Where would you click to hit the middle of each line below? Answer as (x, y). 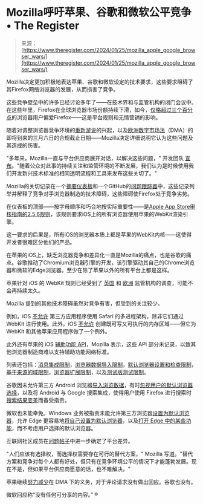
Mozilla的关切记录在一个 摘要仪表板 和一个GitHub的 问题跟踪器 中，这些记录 (98, 186)
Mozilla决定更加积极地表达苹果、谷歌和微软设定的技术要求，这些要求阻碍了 (100, 82)
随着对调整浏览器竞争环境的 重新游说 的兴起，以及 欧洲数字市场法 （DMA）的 (100, 130)
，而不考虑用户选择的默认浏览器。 (54, 428)
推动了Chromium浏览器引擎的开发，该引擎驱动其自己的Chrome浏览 (111, 262)
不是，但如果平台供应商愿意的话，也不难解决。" (71, 469)
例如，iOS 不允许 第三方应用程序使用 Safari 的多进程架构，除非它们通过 (95, 316)
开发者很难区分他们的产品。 (41, 242)
